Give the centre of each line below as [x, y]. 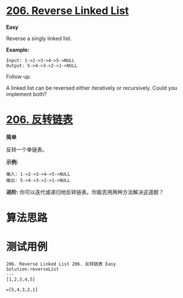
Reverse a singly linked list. [39, 38]
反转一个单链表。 [27, 149]
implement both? [26, 94]
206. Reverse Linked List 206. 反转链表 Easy [61, 264]
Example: [18, 50]
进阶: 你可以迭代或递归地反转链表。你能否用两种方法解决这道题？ [85, 192]
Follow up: [19, 76]
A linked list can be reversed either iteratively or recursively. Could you [92, 88]
